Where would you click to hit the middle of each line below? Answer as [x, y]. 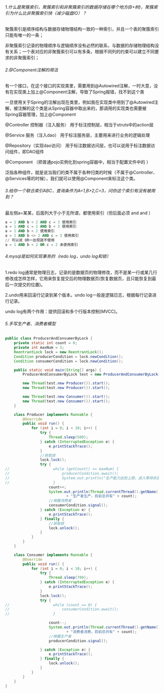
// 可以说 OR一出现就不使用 [30, 240]
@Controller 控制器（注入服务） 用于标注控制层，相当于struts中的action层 [79, 125]
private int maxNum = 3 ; [39, 348]
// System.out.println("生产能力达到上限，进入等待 [79, 478]
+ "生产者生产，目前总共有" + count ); [102, 496]
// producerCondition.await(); [62, 474]
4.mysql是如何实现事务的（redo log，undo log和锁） [58, 256]
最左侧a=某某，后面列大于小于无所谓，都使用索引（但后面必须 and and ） [79, 213]
